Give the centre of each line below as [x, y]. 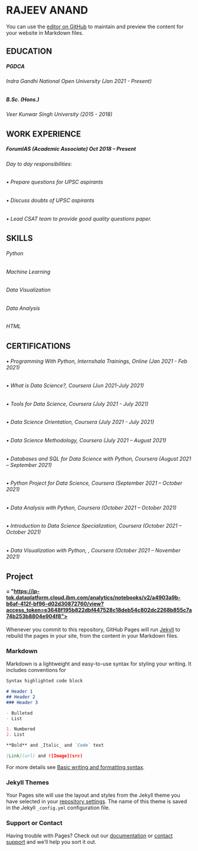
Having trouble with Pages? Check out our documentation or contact [89, 836]
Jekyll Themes [28, 782]
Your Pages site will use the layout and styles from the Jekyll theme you [93, 795]
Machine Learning [28, 271]
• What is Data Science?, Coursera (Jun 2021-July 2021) [75, 386]
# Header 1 [19, 691]
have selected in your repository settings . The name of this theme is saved [97, 802]
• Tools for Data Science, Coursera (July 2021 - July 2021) [77, 403]
